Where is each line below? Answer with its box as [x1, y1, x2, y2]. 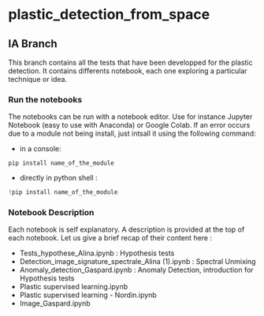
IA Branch [8, 37, 58, 50]
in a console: [19, 144, 61, 154]
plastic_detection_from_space [8, 6, 210, 24]
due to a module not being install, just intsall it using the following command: [8, 128, 256, 139]
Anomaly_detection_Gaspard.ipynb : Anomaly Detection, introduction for [19, 266, 254, 275]
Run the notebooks [8, 94, 83, 105]
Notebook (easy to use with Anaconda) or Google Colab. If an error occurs [8, 121, 251, 130]
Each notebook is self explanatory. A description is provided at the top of [8, 225, 245, 234]
